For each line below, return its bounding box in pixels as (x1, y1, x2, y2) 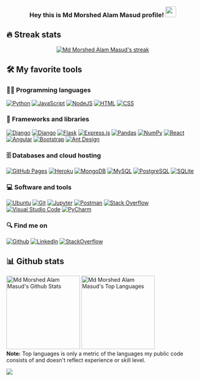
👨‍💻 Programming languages (6, 86, 91, 94)
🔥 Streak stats (6, 29, 61, 40)
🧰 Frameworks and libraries (6, 115, 90, 124)
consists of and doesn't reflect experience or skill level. (6, 356, 146, 364)
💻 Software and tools (6, 183, 72, 191)
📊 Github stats (6, 256, 64, 266)
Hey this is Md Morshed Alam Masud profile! (29, 10, 164, 19)
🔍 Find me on (6, 221, 48, 230)
